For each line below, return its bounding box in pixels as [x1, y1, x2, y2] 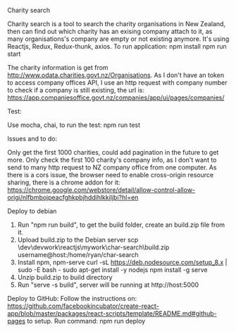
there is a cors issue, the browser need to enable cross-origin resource [7, 171, 213, 179]
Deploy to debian [7, 207, 57, 215]
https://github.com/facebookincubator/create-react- [7, 302, 160, 310]
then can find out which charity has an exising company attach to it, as [7, 28, 213, 35]
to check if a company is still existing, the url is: [7, 86, 144, 94]
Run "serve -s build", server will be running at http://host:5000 [17, 280, 199, 289]
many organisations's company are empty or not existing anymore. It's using [7, 35, 230, 43]
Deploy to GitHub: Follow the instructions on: [7, 295, 137, 302]
